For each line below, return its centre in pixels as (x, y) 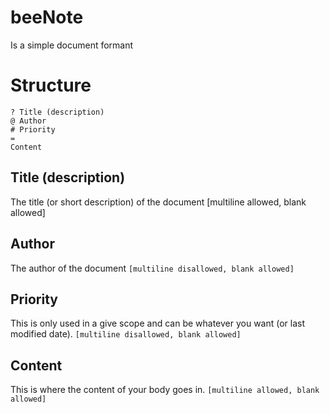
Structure (51, 85)
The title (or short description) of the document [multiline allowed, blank (158, 202)
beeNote (47, 17)
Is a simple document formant (72, 45)
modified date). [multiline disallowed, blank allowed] (126, 334)
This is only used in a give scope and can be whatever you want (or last (158, 323)
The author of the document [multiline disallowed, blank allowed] (152, 268)
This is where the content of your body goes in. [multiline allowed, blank (165, 390)
